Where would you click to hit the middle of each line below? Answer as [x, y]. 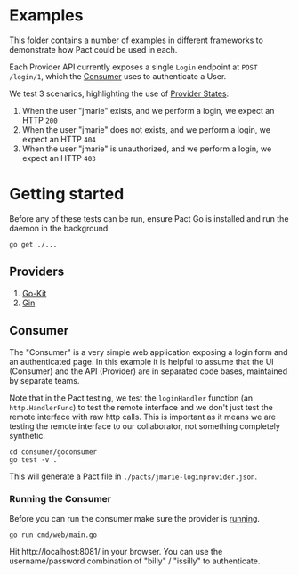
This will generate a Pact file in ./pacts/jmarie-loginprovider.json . [133, 476]
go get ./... [33, 244]
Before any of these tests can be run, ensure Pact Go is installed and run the [149, 218]
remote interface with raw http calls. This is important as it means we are [142, 417]
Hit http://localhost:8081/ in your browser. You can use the [116, 551]
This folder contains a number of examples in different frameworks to [137, 40]
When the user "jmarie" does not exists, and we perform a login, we [146, 129]
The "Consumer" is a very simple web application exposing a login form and [149, 352]
